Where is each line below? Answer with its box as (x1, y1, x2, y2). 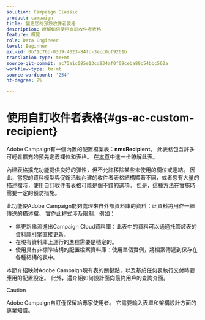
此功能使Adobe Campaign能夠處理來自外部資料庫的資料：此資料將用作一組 (6, 202, 195, 210)
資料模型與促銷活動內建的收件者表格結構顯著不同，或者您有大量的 (32, 174, 199, 181)
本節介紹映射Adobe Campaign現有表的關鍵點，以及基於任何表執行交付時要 (6, 267, 195, 274)
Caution (6, 286, 26, 294)
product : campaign (6, 15, 53, 21)
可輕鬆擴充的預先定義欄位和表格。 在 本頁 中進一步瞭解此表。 (6, 153, 158, 161)
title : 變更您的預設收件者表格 (6, 20, 76, 26)
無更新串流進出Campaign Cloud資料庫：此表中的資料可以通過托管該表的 (15, 223, 197, 230)
